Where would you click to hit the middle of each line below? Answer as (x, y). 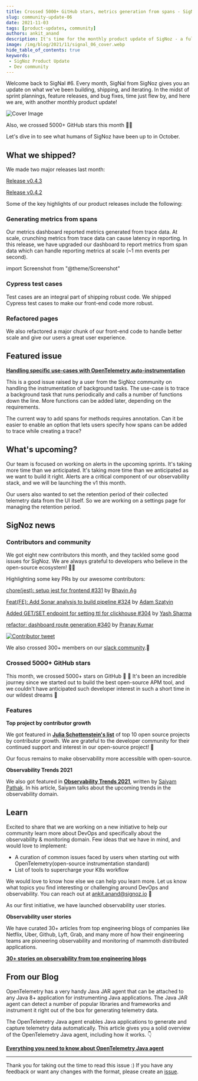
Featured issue (34, 356)
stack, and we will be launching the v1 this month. (66, 483)
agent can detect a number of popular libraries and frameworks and (88, 1004)
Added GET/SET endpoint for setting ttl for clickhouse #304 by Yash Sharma (99, 613)
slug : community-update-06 (39, 17)
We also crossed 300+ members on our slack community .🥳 (78, 648)
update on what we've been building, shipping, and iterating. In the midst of (98, 90)
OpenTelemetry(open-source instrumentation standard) (82, 863)
